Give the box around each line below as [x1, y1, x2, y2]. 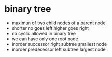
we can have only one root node [11, 36, 78, 42]
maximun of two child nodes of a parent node [11, 20, 106, 26]
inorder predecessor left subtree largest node [11, 46, 106, 52]
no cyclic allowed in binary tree [11, 30, 76, 36]
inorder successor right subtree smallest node [11, 41, 107, 47]
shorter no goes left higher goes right [11, 25, 89, 31]
